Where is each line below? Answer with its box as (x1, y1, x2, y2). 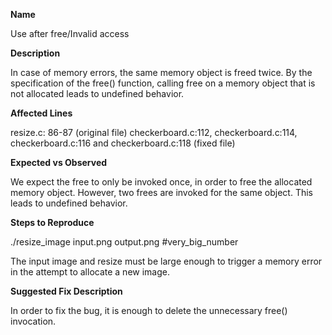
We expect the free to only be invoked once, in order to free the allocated (10, 176, 313, 188)
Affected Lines (10, 107, 73, 119)
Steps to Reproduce (10, 217, 95, 228)
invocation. (10, 315, 57, 327)
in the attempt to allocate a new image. (10, 266, 170, 278)
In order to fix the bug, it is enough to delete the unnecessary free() (10, 305, 288, 316)
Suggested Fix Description (10, 285, 123, 297)
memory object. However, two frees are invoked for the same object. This (10, 187, 313, 198)
